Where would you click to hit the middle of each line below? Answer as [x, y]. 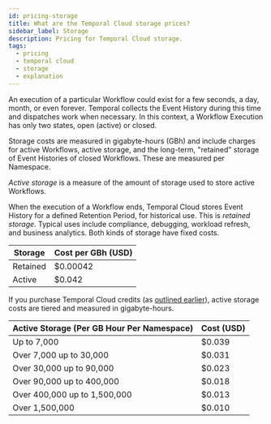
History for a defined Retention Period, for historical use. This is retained [129, 215]
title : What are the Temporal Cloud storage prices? [99, 24]
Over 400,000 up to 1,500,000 [72, 394]
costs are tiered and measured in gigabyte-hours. [91, 308]
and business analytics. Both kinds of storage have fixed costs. [114, 233]
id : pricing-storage [43, 16]
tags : [17, 46]
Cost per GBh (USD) [93, 252]
